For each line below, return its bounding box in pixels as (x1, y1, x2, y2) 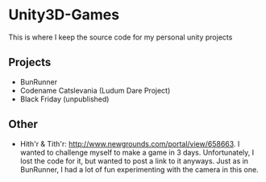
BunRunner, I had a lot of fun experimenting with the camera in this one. (19, 164, 260, 174)
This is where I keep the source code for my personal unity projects (8, 32, 233, 42)
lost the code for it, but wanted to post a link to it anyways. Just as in (19, 155, 248, 166)
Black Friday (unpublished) (19, 94, 110, 104)
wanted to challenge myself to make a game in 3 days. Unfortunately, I (19, 147, 255, 157)
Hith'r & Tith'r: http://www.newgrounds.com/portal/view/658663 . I (19, 139, 240, 148)
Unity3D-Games (8, 6, 119, 24)
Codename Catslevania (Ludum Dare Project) (19, 85, 171, 95)
